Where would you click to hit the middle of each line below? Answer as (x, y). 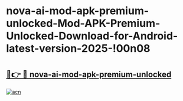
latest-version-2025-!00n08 (78, 49)
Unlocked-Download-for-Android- (92, 36)
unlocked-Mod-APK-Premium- (83, 23)
